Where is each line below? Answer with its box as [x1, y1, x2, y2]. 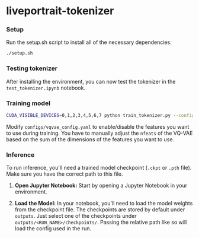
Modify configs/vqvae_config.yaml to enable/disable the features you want [6, 123, 190, 130]
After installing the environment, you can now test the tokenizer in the [6, 78, 176, 85]
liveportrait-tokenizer [6, 4, 114, 18]
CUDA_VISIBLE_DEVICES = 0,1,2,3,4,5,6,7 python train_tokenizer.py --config [6, 112, 195, 118]
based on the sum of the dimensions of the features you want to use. [6, 135, 175, 143]
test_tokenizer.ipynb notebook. [6, 84, 86, 91]
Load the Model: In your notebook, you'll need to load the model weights [14, 200, 193, 207]
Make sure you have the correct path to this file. [6, 170, 123, 177]
